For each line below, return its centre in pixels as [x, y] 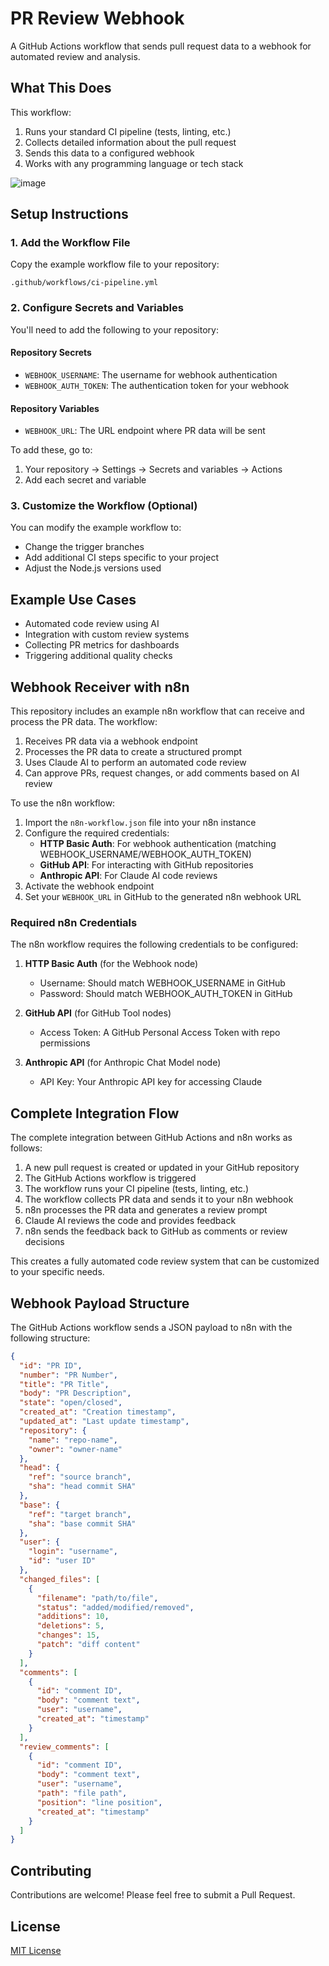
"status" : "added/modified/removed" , [115, 1607]
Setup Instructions [69, 214]
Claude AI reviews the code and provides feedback [130, 1221]
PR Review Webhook [97, 18]
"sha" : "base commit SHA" [82, 1523]
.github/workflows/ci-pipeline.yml [84, 283]
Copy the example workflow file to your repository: [115, 264]
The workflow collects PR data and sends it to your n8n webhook [159, 1199]
